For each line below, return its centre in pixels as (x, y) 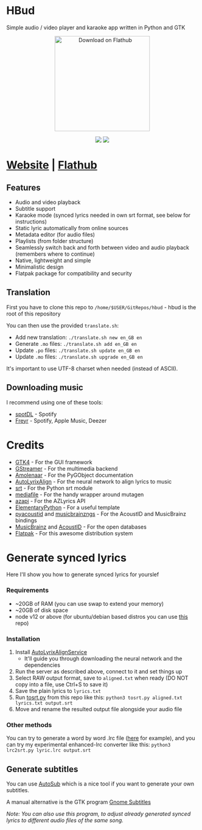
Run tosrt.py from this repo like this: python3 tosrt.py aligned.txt (99, 697)
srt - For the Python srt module (54, 488)
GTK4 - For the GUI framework (54, 462)
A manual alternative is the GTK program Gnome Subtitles (78, 802)
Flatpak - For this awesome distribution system (74, 533)
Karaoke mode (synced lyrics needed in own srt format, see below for (103, 215)
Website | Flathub (52, 165)
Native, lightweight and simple (53, 260)
